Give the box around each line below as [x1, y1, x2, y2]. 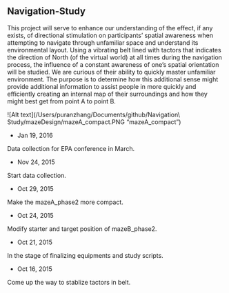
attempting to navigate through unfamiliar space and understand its [7, 38, 199, 47]
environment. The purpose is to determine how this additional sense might [7, 75, 219, 83]
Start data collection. [7, 171, 67, 179]
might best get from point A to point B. [7, 97, 116, 105]
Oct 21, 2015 [17, 238, 53, 246]
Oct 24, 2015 [17, 211, 54, 219]
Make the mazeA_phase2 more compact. [7, 198, 124, 206]
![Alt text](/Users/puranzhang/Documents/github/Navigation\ [7, 110, 181, 119]
